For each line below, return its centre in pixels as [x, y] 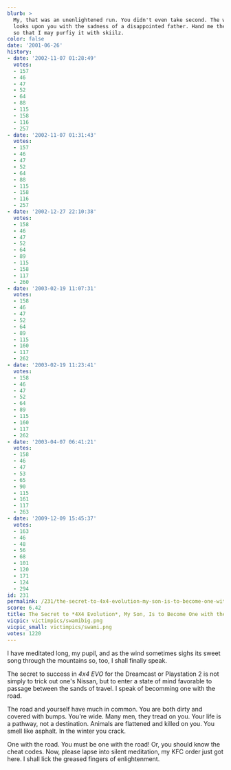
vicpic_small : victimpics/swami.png [59, 627]
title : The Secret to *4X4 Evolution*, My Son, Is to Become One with [110, 615]
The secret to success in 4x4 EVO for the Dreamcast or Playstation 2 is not [113, 674]
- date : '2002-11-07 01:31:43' [52, 135]
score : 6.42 [24, 608]
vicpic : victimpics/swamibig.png [55, 621]
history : [20, 52]
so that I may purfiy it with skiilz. [69, 33]
